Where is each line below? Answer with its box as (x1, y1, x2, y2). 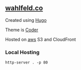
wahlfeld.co (5, 4, 43, 12)
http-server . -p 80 (5, 60, 48, 65)
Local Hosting (5, 49, 40, 56)
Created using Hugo (5, 17, 47, 23)
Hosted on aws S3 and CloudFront (5, 36, 76, 42)
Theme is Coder (5, 27, 38, 33)
